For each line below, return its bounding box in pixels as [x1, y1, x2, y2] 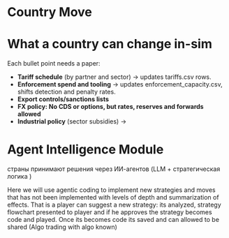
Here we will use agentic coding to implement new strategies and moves [7, 186, 216, 194]
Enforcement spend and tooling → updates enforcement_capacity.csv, [17, 80, 223, 89]
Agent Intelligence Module [7, 142, 164, 158]
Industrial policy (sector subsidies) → [17, 117, 127, 126]
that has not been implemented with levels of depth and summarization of [7, 193, 219, 202]
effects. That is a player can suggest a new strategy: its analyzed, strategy [7, 200, 221, 209]
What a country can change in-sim [7, 36, 213, 52]
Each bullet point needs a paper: [7, 59, 101, 68]
